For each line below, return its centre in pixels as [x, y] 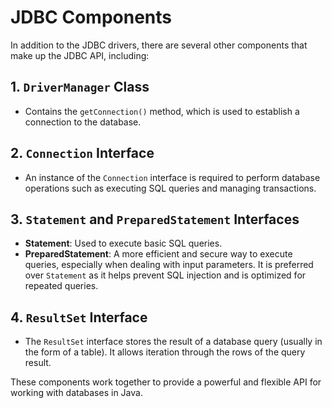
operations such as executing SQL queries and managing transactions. [170, 188]
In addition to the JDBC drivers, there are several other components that [159, 45]
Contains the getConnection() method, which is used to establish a [162, 111]
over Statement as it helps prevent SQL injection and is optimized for [165, 275]
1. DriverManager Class [80, 87]
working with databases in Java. [76, 393]
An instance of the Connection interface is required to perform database [172, 177]
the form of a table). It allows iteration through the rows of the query [165, 352]
